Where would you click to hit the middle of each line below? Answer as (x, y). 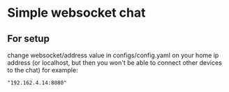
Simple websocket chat (76, 13)
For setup (29, 39)
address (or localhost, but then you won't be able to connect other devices (114, 63)
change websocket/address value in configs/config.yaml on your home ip (113, 55)
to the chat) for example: (43, 70)
